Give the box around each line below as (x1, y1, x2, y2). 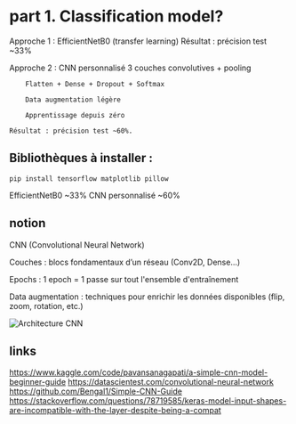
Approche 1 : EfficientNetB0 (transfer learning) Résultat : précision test (9, 36, 268, 46)
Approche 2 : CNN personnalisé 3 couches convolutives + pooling (9, 62, 252, 73)
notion (9, 216, 46, 231)
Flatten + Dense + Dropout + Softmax (25, 79, 165, 88)
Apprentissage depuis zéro (25, 110, 125, 119)
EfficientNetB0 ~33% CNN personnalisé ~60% (9, 190, 180, 200)
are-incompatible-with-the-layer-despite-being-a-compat (9, 405, 222, 416)
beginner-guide (9, 377, 67, 387)
